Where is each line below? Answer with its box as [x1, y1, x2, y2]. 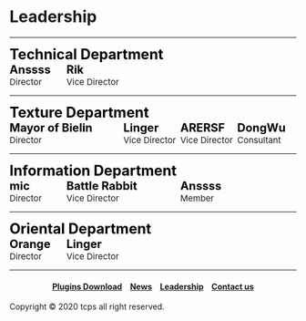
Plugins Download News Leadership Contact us [51, 281, 255, 292]
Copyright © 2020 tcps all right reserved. [9, 301, 166, 312]
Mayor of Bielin [9, 120, 93, 135]
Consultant [237, 134, 281, 146]
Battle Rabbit [66, 178, 138, 193]
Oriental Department [9, 219, 152, 238]
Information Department [9, 161, 178, 180]
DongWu [237, 120, 286, 135]
